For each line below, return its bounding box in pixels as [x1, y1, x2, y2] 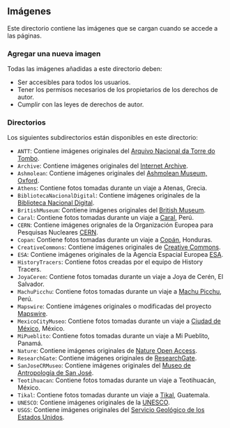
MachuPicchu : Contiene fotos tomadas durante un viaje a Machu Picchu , [17, 287, 222, 296]
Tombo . [17, 154, 40, 163]
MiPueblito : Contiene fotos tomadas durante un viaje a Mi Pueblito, [17, 332, 210, 340]
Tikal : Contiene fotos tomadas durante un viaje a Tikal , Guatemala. [17, 391, 210, 399]
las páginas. [7, 31, 42, 40]
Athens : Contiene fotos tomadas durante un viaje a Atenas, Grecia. [17, 184, 208, 192]
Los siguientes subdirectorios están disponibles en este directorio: [7, 134, 199, 142]
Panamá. [17, 339, 43, 347]
